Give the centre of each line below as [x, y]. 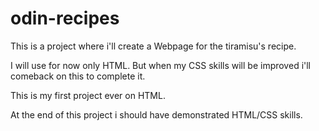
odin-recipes [65, 18]
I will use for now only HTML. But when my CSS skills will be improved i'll [161, 65]
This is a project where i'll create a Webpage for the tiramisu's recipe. [153, 46]
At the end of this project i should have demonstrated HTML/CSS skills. [156, 114]
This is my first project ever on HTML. [88, 95]
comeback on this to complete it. [78, 76]
